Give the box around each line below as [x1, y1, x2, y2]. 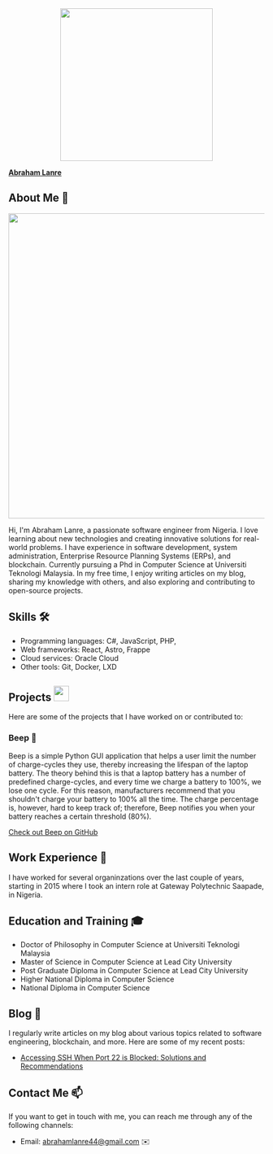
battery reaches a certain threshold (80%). [8, 811, 152, 821]
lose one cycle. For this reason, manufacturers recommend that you [8, 785, 236, 795]
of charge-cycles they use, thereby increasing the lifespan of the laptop [8, 759, 249, 769]
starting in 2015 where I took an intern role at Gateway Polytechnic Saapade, [8, 881, 264, 890]
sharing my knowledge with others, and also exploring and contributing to [8, 577, 256, 587]
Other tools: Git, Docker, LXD [19, 662, 118, 671]
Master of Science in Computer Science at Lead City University [19, 957, 232, 967]
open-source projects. [8, 585, 84, 595]
